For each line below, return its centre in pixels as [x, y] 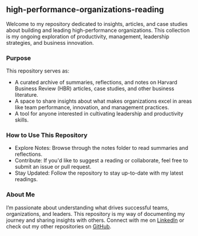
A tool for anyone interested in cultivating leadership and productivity [99, 114]
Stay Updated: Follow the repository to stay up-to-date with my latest [99, 173]
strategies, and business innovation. [50, 42]
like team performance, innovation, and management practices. [92, 107]
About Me [21, 195]
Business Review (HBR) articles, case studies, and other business [94, 88]
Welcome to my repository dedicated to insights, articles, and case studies [97, 24]
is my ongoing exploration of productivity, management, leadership [88, 36]
